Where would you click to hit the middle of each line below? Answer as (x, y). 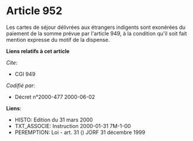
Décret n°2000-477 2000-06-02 (55, 97)
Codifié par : (21, 85)
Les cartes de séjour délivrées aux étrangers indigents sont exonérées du (96, 27)
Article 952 (34, 11)
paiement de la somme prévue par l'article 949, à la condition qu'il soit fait (96, 33)
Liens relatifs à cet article (38, 51)
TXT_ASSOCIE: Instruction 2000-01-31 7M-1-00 (73, 126)
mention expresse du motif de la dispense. (58, 40)
